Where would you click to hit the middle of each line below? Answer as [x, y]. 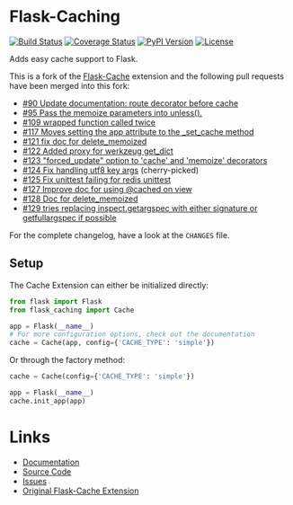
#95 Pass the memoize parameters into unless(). [112, 112]
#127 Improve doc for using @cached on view [107, 189]
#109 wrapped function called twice [89, 122]
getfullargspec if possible [69, 217]
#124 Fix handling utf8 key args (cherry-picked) [111, 170]
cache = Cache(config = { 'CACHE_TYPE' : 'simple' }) [102, 377]
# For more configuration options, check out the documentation [132, 334]
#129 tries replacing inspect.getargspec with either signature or [140, 208]
